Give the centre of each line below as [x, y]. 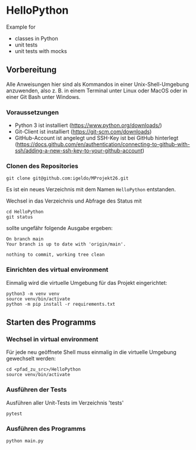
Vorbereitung [31, 70]
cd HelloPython [25, 212]
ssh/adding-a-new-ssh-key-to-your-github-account [78, 151]
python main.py [25, 441]
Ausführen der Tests [37, 390]
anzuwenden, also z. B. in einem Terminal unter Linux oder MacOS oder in [97, 91]
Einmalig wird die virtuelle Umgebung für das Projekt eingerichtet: [87, 283]
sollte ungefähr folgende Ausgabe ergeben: [59, 228]
